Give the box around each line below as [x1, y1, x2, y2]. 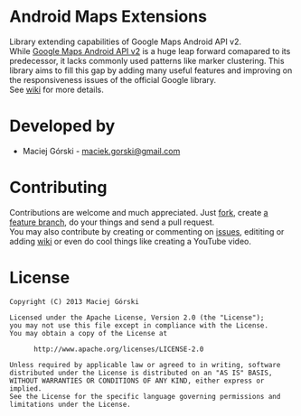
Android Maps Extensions [9, 6, 208, 27]
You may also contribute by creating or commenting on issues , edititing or [9, 226, 285, 236]
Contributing [9, 178, 108, 198]
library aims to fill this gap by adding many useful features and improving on [9, 65, 293, 76]
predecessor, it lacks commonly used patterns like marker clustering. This [9, 55, 285, 66]
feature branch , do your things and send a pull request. [9, 217, 215, 227]
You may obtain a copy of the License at [9, 328, 168, 337]
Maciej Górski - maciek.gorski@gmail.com [22, 145, 181, 156]
